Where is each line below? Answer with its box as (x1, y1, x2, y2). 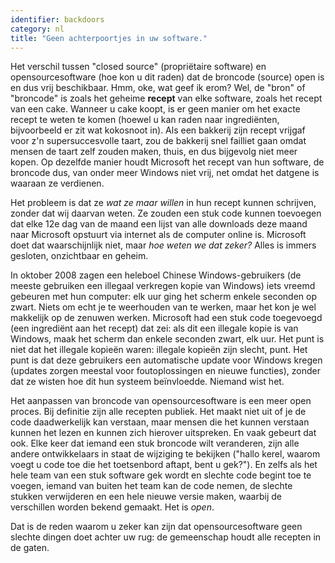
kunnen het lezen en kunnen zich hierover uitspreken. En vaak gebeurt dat (10, 427, 317, 439)
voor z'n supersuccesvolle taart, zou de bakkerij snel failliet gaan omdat (10, 135, 307, 147)
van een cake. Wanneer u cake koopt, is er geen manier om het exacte (10, 103, 301, 115)
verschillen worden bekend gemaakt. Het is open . (10, 501, 215, 513)
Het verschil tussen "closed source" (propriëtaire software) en (10, 61, 267, 73)
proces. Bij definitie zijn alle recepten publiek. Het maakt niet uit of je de (10, 406, 307, 418)
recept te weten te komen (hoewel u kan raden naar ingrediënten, (10, 114, 280, 126)
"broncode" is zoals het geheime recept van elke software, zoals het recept (10, 92, 323, 105)
